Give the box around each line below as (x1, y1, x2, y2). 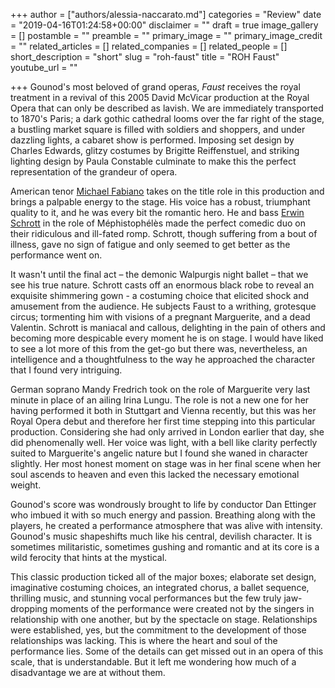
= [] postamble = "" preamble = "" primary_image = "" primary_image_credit (10, 30, 323, 41)
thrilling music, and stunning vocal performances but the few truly (10, 592, 282, 604)
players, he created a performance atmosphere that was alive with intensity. (10, 520, 323, 531)
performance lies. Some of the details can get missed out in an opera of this (10, 645, 324, 657)
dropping (10, 603, 48, 614)
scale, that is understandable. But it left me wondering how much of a (10, 656, 297, 668)
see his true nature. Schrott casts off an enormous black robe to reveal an (10, 279, 315, 291)
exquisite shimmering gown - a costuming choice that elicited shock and (10, 290, 309, 301)
